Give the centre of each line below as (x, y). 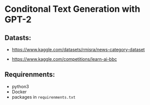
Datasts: (18, 38)
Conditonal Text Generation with (73, 9)
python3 (20, 86)
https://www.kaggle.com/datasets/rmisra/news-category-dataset (78, 50)
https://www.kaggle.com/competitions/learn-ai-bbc (64, 59)
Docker (19, 92)
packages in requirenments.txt (44, 97)
